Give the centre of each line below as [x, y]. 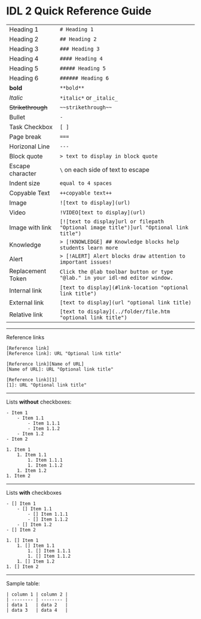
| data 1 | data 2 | [37, 605]
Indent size [25, 183]
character [23, 174]
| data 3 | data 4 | [37, 610]
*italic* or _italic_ [89, 97]
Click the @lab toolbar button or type [116, 272]
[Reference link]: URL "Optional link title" [64, 353]
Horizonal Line [30, 146]
